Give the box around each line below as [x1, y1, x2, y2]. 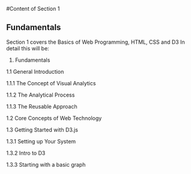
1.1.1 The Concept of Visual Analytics [6, 79, 96, 86]
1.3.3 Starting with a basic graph [6, 161, 86, 168]
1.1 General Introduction [6, 68, 64, 75]
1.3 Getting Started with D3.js [6, 126, 78, 133]
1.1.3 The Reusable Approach [6, 103, 77, 110]
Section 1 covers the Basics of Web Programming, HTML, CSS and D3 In [6, 38, 185, 46]
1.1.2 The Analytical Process [6, 91, 75, 98]
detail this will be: [6, 44, 49, 52]
